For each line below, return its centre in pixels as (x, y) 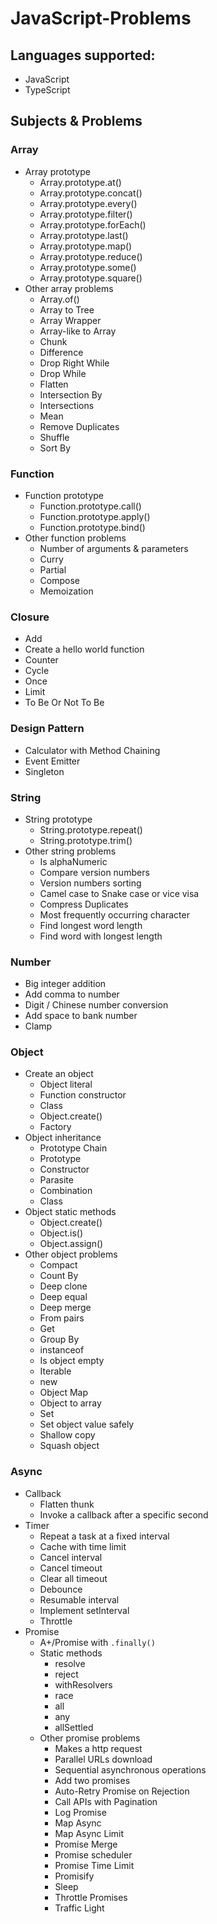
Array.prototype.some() (88, 267)
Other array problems (69, 288)
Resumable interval (79, 1599)
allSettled (74, 1727)
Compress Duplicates (84, 904)
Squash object (69, 1446)
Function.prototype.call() (90, 506)
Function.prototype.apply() (95, 516)
